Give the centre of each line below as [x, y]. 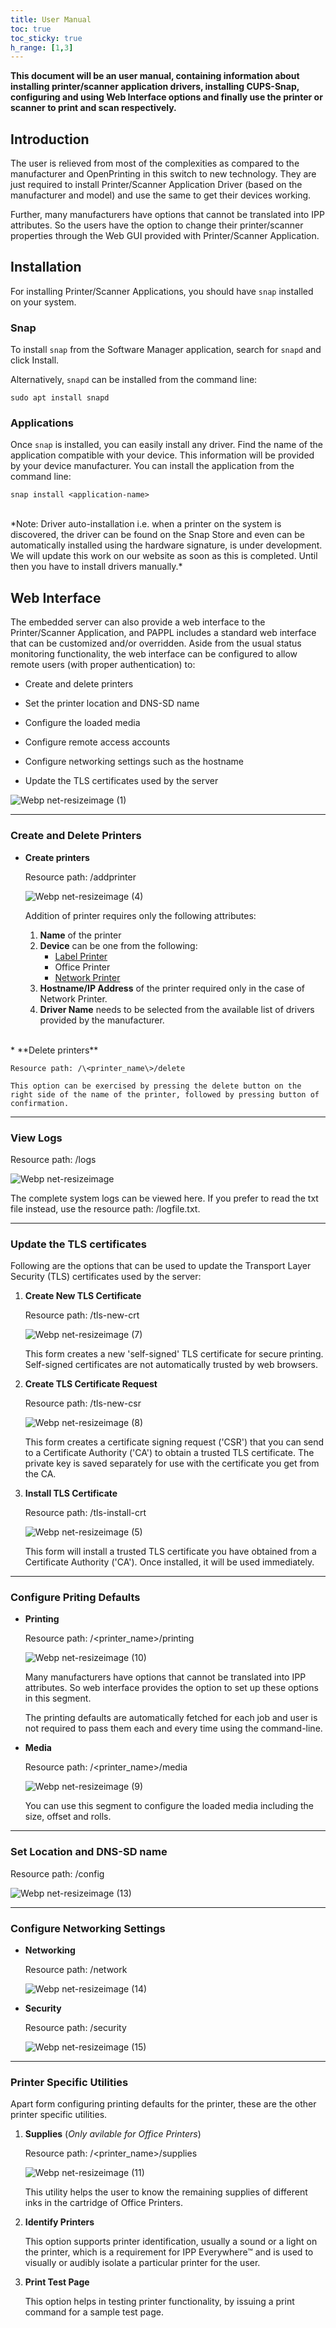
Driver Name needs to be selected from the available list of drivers [177, 1009]
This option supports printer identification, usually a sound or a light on [171, 2242]
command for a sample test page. [94, 2312]
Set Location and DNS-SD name [89, 1852]
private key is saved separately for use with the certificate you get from [172, 1463]
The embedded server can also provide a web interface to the [138, 622]
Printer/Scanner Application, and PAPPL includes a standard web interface [163, 633]
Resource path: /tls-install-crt [85, 1513]
